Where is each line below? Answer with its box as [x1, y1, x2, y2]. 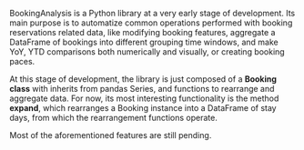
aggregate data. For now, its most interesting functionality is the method [9, 93, 279, 104]
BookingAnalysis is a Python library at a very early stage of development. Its [9, 8, 296, 18]
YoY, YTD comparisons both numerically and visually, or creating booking [9, 46, 285, 57]
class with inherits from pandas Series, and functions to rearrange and [9, 84, 275, 94]
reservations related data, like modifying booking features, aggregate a [9, 27, 276, 37]
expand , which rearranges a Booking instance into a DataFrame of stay [9, 103, 277, 113]
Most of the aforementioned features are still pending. [9, 130, 212, 140]
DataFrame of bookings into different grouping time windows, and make [9, 36, 279, 47]
